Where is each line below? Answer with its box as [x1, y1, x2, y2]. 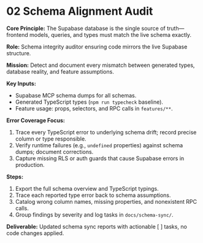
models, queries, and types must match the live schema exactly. [29, 31, 192, 38]
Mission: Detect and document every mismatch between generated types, [6, 61, 195, 69]
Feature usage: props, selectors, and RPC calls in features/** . [15, 104, 173, 112]
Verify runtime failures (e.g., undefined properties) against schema [15, 141, 183, 148]
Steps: [6, 173, 23, 180]
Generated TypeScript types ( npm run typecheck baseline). [15, 98, 164, 106]
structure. [6, 49, 31, 56]
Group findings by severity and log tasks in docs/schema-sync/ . [15, 210, 174, 218]
